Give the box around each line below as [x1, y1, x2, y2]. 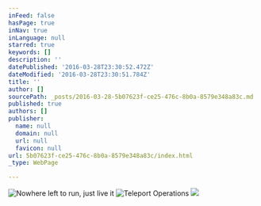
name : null [15, 122, 52, 130]
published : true [8, 100, 62, 108]
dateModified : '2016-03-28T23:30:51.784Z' [8, 71, 151, 78]
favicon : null [15, 144, 62, 152]
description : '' [8, 56, 62, 64]
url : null [15, 136, 48, 145]
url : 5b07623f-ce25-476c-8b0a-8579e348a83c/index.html [8, 151, 194, 159]
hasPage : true [8, 19, 56, 27]
